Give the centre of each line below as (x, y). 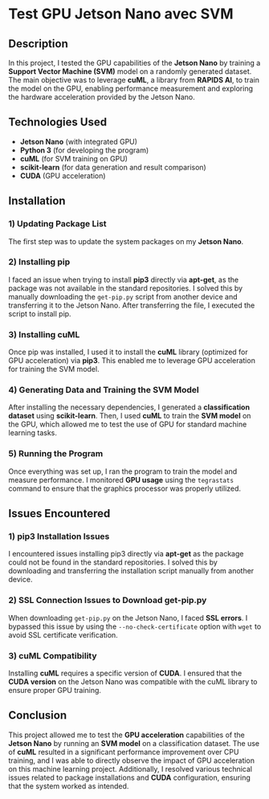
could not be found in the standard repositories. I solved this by (113, 562)
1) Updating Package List (57, 224)
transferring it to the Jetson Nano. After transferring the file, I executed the (132, 305)
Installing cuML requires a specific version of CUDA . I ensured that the (125, 673)
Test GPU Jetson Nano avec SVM (121, 14)
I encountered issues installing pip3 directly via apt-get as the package (126, 554)
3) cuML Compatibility (53, 655)
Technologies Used (57, 122)
